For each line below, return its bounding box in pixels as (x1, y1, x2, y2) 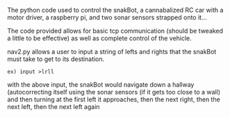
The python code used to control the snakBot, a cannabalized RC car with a (7, 6, 224, 14)
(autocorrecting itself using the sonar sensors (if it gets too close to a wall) (7, 88, 221, 96)
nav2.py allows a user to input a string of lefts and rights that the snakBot (7, 48, 217, 56)
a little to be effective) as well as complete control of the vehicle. (7, 34, 192, 42)
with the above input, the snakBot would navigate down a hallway (7, 81, 195, 89)
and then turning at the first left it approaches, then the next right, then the (7, 95, 220, 103)
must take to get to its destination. (7, 55, 105, 63)
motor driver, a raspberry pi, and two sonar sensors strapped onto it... (7, 13, 207, 22)
